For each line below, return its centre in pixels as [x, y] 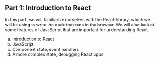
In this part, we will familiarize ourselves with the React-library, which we [78, 19]
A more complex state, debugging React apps [58, 54]
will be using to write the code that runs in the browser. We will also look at [79, 25]
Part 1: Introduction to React [48, 8]
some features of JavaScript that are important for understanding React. [77, 30]
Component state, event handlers [45, 49]
